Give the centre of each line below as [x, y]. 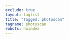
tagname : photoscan [26, 24]
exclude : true [20, 10]
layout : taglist [22, 15]
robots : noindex [22, 29]
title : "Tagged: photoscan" [35, 19]
